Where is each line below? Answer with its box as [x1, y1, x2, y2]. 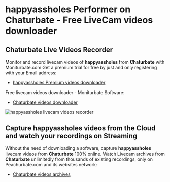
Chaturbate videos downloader [12, 99, 78, 105]
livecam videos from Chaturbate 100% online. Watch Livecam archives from [5, 150, 165, 157]
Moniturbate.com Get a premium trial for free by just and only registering [5, 65, 157, 70]
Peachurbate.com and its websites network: [5, 161, 97, 167]
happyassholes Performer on [5, 4, 131, 15]
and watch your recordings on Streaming [5, 132, 138, 140]
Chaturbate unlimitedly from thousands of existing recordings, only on [5, 156, 153, 162]
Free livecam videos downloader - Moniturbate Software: [5, 89, 125, 95]
